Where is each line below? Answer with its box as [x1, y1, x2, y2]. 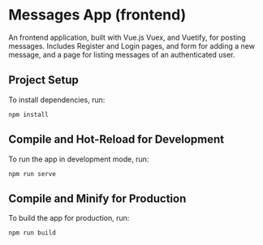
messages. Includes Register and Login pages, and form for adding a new [8, 41, 256, 50]
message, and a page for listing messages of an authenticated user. [8, 49, 235, 59]
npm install [8, 110, 49, 118]
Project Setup [8, 73, 80, 87]
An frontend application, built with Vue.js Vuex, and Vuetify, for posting [8, 32, 246, 42]
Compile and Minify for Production [8, 191, 187, 205]
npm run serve [8, 170, 57, 178]
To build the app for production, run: [8, 213, 130, 223]
